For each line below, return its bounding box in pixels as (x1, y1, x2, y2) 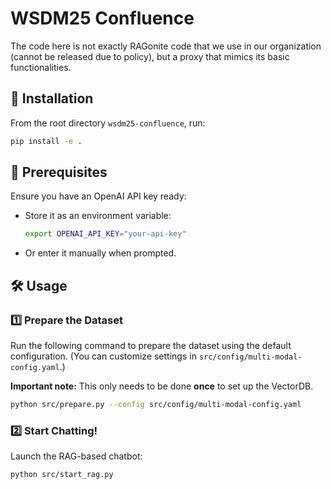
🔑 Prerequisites (10, 164, 108, 181)
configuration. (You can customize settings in (10, 350, 197, 362)
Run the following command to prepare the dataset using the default (10, 340, 292, 351)
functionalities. (10, 61, 72, 73)
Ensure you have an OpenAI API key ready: (10, 190, 187, 202)
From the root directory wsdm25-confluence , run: (10, 117, 206, 129)
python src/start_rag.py (10, 470, 114, 480)
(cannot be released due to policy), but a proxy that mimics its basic (10, 50, 290, 62)
